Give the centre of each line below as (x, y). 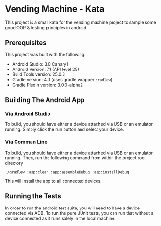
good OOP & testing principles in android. (47, 27)
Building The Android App (45, 100)
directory (14, 163)
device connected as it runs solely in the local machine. (60, 218)
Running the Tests (33, 196)
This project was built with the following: (45, 54)
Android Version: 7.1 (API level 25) (45, 69)
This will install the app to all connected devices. (53, 181)
